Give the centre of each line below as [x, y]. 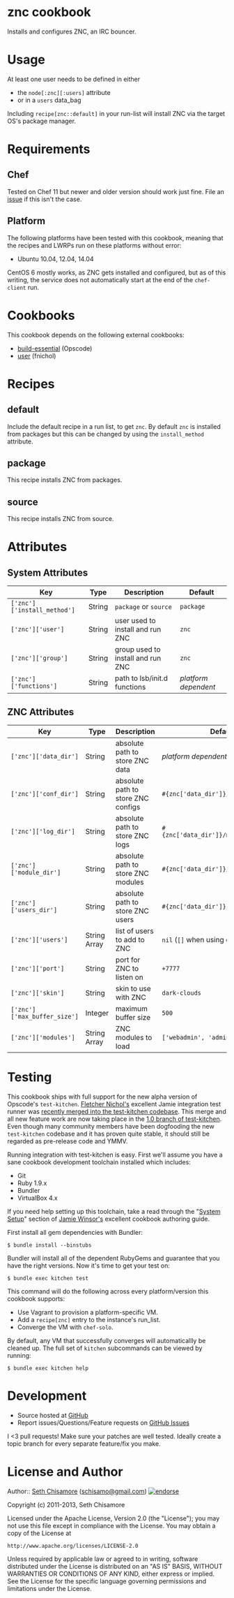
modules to [134, 1038]
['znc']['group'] [39, 658]
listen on [130, 977]
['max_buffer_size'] [45, 1017]
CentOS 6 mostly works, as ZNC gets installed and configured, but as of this [117, 272]
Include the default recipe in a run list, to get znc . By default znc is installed [114, 426]
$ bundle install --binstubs [49, 1245]
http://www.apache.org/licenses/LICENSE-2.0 [73, 1546]
